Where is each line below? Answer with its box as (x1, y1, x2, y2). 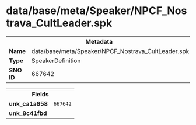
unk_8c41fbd (9, 109, 47, 117)
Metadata (85, 37, 113, 46)
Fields (32, 90, 50, 98)
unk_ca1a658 (9, 99, 48, 107)
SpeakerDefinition (31, 57, 81, 65)
